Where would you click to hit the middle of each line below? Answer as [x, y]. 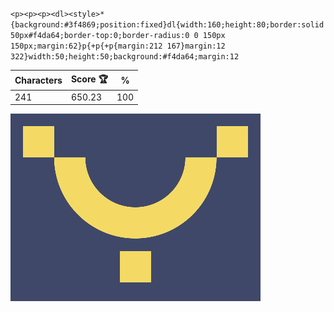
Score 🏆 [89, 79]
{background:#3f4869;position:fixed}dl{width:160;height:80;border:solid [167, 25]
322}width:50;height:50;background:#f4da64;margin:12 [125, 57]
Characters [38, 80]
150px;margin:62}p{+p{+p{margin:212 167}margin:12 [118, 46]
